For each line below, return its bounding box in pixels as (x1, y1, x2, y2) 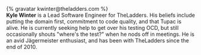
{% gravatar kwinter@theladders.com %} (6, 5, 109, 12)
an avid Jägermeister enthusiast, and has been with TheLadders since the (6, 37, 189, 44)
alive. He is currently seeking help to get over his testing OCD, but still (6, 25, 179, 31)
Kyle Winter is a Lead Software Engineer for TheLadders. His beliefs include (6, 11, 195, 19)
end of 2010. (6, 44, 38, 50)
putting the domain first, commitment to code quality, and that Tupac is (6, 18, 182, 25)
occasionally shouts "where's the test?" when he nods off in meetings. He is (6, 30, 195, 38)
